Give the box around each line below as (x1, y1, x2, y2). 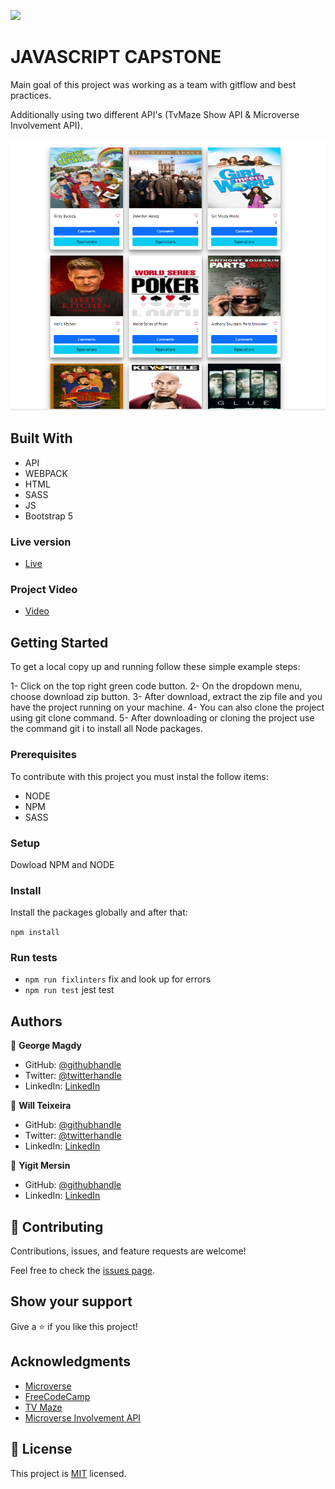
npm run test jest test (24, 984, 115, 996)
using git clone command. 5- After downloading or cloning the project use (10, 712, 315, 724)
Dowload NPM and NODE (10, 858, 115, 870)
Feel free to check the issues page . (10, 1265, 155, 1277)
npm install (10, 928, 60, 938)
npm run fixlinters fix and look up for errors (24, 973, 212, 985)
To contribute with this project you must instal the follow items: (10, 770, 269, 782)
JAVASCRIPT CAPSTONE (10, 46, 222, 69)
